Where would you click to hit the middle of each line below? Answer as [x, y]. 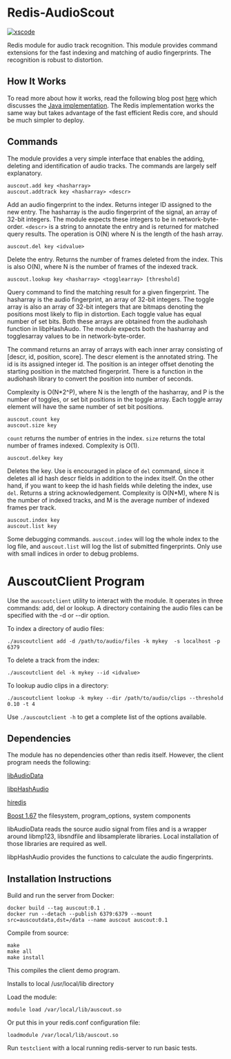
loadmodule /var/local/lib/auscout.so [63, 1036]
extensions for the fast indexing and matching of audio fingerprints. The [109, 52]
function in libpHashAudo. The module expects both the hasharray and [108, 328]
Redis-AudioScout [61, 13]
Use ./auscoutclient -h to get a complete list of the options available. [107, 717]
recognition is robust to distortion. [55, 59]
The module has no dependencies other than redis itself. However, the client [115, 755]
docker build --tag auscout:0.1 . [57, 908]
